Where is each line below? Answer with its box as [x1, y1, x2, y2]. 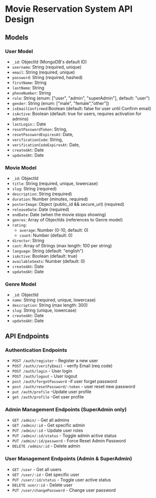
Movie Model [5, 164, 37, 171]
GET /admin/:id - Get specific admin [12, 422, 85, 428]
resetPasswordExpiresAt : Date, [12, 131, 74, 137]
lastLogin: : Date [12, 121, 46, 127]
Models [5, 33, 28, 41]
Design [5, 14, 35, 25]
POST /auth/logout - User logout [12, 373, 78, 379]
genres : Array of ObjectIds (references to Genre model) [12, 217, 123, 223]
